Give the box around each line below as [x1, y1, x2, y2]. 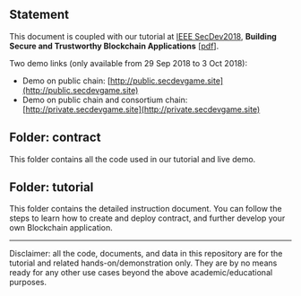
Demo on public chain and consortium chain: [21, 94, 188, 105]
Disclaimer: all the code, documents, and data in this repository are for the [9, 248, 283, 259]
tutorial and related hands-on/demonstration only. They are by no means [9, 257, 278, 268]
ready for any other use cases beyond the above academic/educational [9, 267, 273, 278]
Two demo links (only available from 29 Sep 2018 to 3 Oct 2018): [9, 57, 248, 68]
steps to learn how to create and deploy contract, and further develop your [9, 213, 286, 223]
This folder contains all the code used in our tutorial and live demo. [9, 153, 256, 164]
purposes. [9, 277, 47, 288]
